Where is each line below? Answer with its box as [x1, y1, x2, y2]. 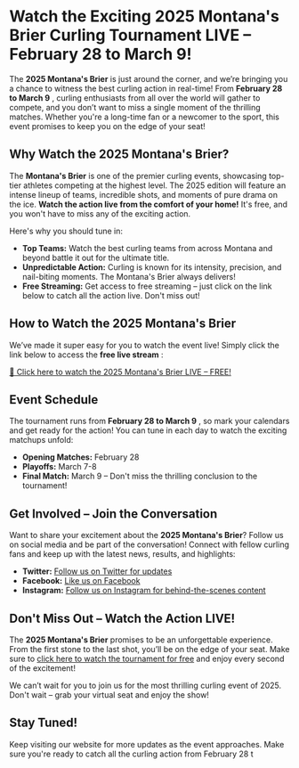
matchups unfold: [9, 435, 74, 445]
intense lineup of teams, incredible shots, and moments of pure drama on [9, 189, 279, 200]
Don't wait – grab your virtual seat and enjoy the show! [9, 690, 209, 700]
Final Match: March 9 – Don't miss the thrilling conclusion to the [21, 470, 258, 482]
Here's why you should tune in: [9, 225, 123, 236]
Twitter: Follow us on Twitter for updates [21, 566, 173, 576]
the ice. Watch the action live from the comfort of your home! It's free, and [9, 199, 287, 209]
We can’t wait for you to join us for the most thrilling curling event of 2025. [9, 680, 282, 690]
